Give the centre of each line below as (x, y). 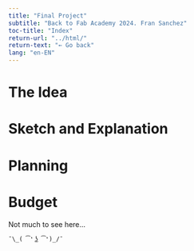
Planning (38, 165)
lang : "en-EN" (32, 53)
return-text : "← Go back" (51, 46)
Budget (33, 202)
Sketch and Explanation (88, 129)
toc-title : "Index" (41, 30)
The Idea (38, 92)
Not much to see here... (47, 224)
